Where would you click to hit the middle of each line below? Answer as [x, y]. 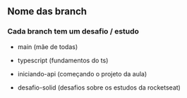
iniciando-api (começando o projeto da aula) [82, 73]
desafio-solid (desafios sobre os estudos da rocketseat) [99, 87]
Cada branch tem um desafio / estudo [73, 31]
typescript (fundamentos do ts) [63, 60]
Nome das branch [47, 12]
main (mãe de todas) [48, 47]
